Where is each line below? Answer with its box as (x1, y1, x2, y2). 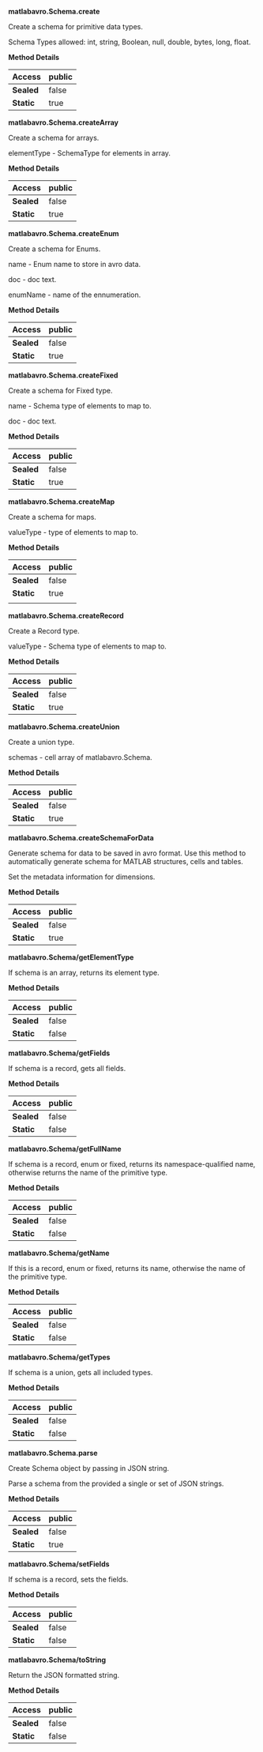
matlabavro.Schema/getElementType (8, 953, 134, 962)
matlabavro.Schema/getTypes (8, 1352, 111, 1362)
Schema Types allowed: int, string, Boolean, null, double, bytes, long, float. (8, 37, 251, 47)
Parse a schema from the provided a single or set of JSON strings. (8, 1479, 224, 1488)
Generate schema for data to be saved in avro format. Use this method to (8, 848, 246, 858)
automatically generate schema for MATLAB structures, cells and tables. (8, 857, 243, 866)
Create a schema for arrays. (8, 133, 100, 142)
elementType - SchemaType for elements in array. (8, 149, 171, 157)
